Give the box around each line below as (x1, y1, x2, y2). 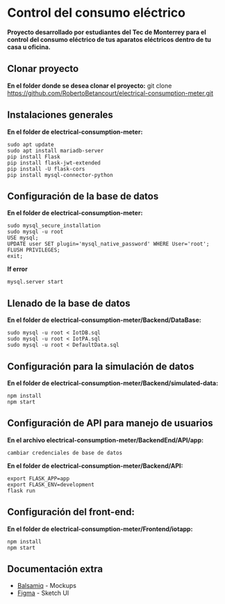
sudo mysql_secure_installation (7, 222, 101, 229)
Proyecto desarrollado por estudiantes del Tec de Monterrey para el (7, 28, 206, 36)
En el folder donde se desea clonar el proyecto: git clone (7, 82, 172, 90)
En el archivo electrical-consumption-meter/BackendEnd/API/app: (7, 435, 203, 444)
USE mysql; (7, 235, 39, 242)
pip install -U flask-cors (7, 165, 85, 172)
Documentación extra (7, 563, 103, 575)
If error (7, 265, 28, 273)
